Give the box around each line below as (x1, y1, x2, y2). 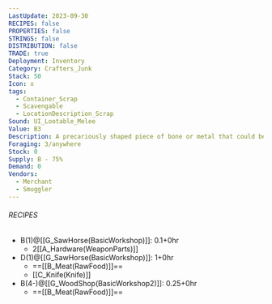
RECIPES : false (8, 19, 60, 28)
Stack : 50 (8, 72, 42, 80)
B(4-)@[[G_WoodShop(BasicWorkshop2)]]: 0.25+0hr (19, 278, 198, 288)
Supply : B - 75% (8, 155, 63, 163)
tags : (8, 87, 27, 96)
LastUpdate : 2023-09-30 (8, 11, 89, 20)
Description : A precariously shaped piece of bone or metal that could (8, 132, 255, 140)
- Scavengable (15, 102, 63, 110)
